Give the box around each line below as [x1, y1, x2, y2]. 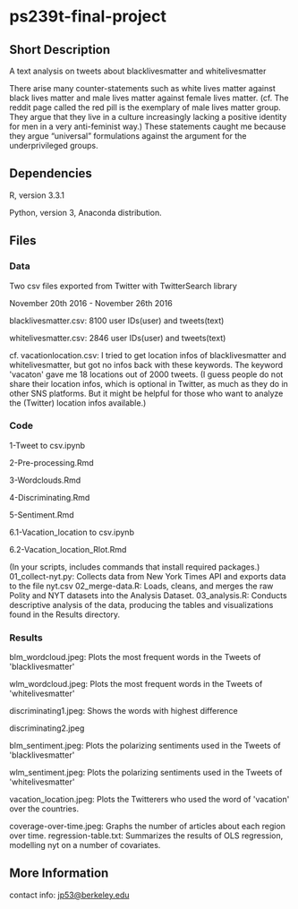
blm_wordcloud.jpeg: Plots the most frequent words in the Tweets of [9, 652, 261, 663]
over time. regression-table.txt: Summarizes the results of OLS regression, [9, 830, 284, 841]
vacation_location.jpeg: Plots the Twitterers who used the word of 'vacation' [9, 794, 290, 805]
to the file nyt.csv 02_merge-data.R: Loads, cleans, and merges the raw [9, 580, 274, 591]
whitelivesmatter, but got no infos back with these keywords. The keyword [9, 359, 284, 370]
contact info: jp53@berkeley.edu [9, 889, 130, 900]
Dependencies [9, 166, 92, 181]
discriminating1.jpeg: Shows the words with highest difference [9, 706, 239, 716]
